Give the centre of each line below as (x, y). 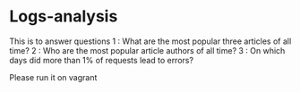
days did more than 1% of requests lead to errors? (102, 60)
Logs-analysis (64, 17)
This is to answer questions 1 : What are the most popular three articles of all (150, 41)
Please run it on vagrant (53, 77)
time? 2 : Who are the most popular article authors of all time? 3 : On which (147, 50)
